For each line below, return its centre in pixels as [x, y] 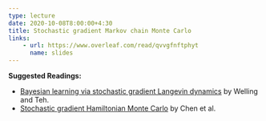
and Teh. [34, 100]
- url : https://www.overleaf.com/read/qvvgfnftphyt [111, 46]
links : [19, 38]
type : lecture [32, 16]
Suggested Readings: [45, 76]
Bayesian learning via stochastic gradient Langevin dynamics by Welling [139, 91]
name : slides [51, 53]
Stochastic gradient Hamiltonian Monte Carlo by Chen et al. [118, 108]
